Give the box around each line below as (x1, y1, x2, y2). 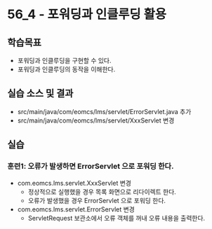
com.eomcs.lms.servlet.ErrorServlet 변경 (17, 204, 135, 214)
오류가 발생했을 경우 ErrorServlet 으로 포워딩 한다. (27, 196, 166, 204)
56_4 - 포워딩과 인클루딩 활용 (7, 6, 167, 22)
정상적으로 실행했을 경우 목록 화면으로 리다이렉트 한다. (27, 187, 177, 196)
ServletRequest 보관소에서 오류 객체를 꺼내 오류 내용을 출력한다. (27, 214, 206, 222)
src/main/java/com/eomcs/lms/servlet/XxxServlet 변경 (17, 116, 175, 125)
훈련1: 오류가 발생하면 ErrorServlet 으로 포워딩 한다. (7, 162, 174, 172)
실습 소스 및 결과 (7, 88, 74, 99)
